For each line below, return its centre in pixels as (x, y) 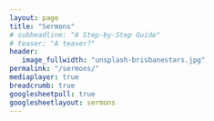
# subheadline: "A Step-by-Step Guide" (85, 35)
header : (24, 52)
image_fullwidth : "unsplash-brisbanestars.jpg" (113, 60)
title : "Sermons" (42, 26)
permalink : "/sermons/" (55, 69)
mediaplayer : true (44, 77)
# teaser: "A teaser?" (52, 43)
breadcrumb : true (42, 86)
